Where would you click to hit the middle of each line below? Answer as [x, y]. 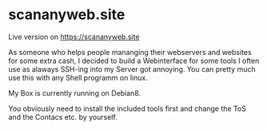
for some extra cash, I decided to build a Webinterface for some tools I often [134, 61]
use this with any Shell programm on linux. [78, 77]
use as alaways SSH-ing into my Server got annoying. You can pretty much [132, 69]
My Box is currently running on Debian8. [75, 93]
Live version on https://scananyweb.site [74, 37]
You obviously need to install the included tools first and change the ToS [127, 108]
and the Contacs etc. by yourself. [63, 116]
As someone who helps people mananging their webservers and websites [130, 52]
